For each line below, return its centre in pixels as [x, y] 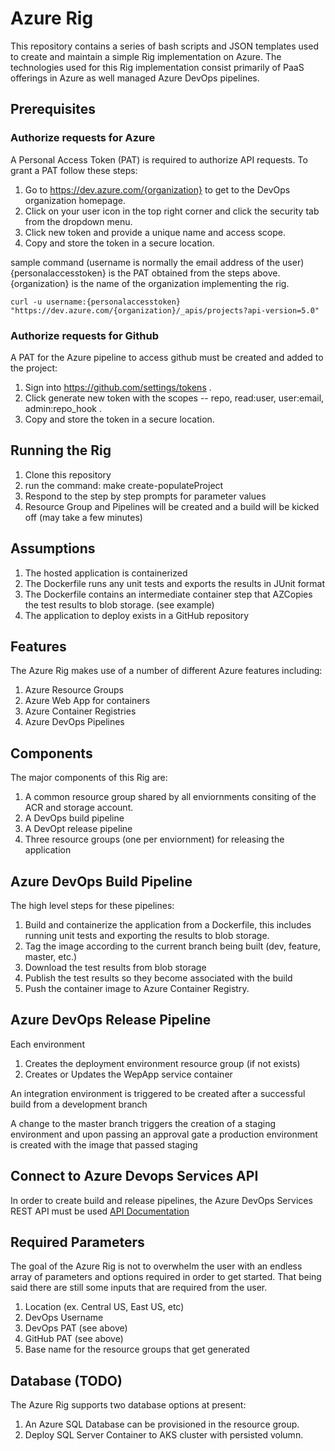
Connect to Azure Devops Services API [134, 1176]
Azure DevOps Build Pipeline [101, 881]
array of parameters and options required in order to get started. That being [166, 1277]
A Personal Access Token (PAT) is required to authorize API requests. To [159, 159]
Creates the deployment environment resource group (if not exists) [162, 1063]
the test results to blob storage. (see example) [119, 604]
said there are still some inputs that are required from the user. [139, 1288]
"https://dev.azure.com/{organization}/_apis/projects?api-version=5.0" [165, 310]
